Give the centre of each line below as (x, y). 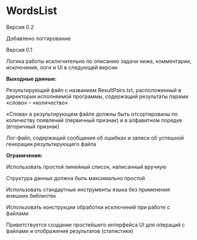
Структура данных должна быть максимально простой (76, 178)
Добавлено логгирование (39, 38)
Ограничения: (24, 155)
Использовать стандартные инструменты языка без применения (88, 190)
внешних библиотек (31, 195)
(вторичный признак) (33, 126)
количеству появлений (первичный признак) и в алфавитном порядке (94, 120)
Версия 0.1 (19, 50)
